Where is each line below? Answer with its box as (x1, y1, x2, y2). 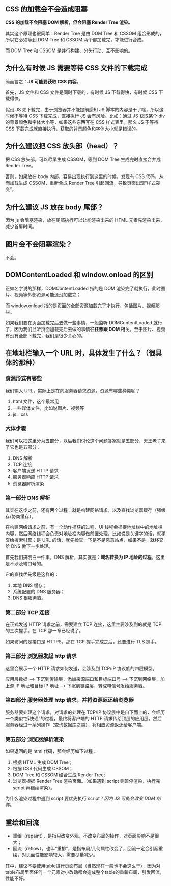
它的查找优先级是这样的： (5, 571, 59, 577)
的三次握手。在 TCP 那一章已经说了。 (5, 628, 84, 634)
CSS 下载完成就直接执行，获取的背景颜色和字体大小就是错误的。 (5, 125, 141, 132)
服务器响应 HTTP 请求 (12, 474, 59, 480)
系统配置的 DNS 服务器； (12, 589, 65, 595)
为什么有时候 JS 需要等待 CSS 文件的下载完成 (5, 64, 148, 72)
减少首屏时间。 (5, 223, 37, 230)
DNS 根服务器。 (12, 595, 46, 601)
